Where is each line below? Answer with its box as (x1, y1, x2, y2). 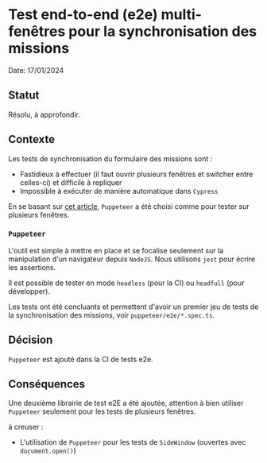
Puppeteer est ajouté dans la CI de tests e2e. (8, 354, 153, 364)
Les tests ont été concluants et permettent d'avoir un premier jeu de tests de (8, 302, 259, 311)
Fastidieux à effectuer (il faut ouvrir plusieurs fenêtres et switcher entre (19, 169, 253, 179)
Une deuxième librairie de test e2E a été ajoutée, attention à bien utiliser (8, 399, 244, 408)
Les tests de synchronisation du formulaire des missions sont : (8, 153, 213, 164)
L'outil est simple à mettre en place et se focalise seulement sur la (8, 245, 224, 255)
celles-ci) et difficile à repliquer (19, 177, 122, 187)
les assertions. (8, 262, 56, 272)
